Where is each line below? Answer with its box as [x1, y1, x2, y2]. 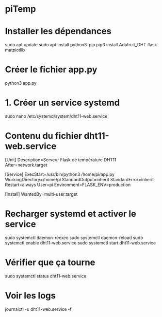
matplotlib [5, 47, 25, 53]
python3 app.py [5, 80, 37, 86]
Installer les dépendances [5, 26, 112, 37]
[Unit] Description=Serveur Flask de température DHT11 [5, 157, 116, 163]
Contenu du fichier [5, 131, 82, 142]
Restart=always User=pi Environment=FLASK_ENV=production [5, 182, 131, 187]
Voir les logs [5, 290, 56, 301]
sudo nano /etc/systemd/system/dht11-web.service [5, 113, 108, 119]
